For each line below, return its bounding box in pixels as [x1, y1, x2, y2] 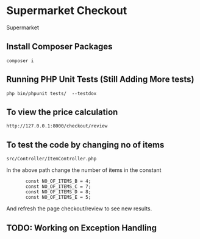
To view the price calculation [6, 107, 118, 117]
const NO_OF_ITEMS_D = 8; [25, 189, 91, 195]
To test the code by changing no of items [6, 140, 165, 150]
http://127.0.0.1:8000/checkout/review [6, 123, 108, 129]
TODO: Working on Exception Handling [6, 223, 157, 233]
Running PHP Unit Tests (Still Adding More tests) [6, 74, 195, 85]
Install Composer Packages [6, 41, 113, 52]
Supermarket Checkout [6, 4, 127, 18]
